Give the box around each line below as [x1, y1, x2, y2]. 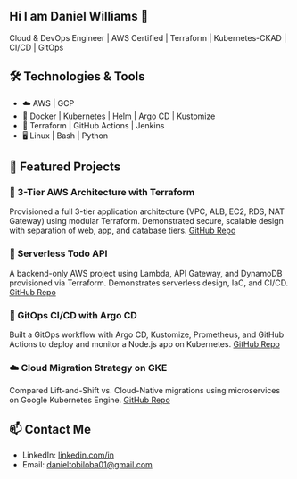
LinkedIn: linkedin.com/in [21, 450, 114, 460]
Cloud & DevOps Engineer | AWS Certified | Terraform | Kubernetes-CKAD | [9, 32, 287, 43]
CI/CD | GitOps [9, 42, 64, 53]
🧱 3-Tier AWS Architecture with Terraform [9, 186, 195, 198]
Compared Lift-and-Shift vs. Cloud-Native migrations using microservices [9, 385, 281, 396]
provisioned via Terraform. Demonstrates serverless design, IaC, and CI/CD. [9, 277, 289, 288]
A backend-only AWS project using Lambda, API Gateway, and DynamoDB [9, 268, 283, 278]
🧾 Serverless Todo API [9, 247, 108, 260]
